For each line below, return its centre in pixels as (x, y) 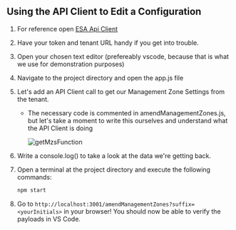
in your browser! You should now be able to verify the (142, 211)
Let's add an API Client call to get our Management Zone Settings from (121, 91)
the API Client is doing (60, 128)
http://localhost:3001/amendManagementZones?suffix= (115, 204)
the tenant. (33, 99)
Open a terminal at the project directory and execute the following (114, 169)
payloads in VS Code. (49, 219)
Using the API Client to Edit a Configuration (104, 12)
